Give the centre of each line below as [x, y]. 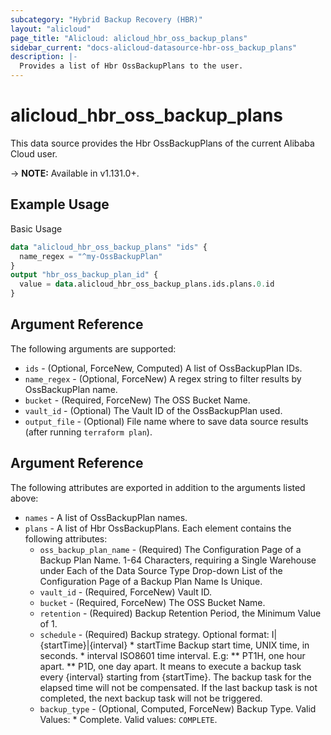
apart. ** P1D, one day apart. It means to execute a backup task [170, 666]
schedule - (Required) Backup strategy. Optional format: [154, 634]
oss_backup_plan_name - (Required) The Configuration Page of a [170, 549]
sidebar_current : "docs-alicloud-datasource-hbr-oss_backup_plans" [154, 47]
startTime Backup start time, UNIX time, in [223, 645]
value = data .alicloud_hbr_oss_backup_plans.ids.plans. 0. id [147, 284]
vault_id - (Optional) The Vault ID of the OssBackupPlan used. [153, 410]
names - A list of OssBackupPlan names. [106, 517]
